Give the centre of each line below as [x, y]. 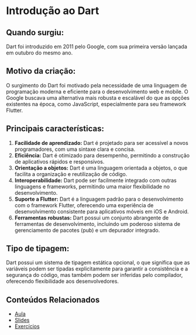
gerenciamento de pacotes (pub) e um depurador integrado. [87, 230]
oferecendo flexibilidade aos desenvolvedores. [62, 281]
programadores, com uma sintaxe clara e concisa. [75, 149]
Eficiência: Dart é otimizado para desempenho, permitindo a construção [102, 155]
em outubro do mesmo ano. [39, 53]
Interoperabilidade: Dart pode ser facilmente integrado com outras [95, 180]
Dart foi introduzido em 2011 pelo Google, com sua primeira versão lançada [97, 46]
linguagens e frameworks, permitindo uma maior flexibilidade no [92, 187]
